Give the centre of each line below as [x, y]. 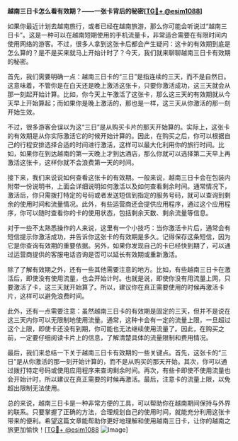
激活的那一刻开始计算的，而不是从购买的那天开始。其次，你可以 [128, 361]
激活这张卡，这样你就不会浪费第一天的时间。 [73, 162]
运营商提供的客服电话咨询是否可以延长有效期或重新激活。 [97, 254]
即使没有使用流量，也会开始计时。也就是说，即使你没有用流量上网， [125, 278]
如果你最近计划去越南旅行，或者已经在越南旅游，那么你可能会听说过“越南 [114, 26]
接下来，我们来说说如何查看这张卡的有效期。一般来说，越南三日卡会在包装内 [119, 177]
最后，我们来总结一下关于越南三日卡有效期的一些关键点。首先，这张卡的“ [114, 353]
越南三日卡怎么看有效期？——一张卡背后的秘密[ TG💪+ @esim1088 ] [105, 11]
